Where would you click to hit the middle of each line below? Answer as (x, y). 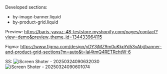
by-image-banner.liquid (36, 17)
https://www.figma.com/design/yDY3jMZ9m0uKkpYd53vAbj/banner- (91, 46)
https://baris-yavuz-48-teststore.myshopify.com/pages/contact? (91, 32)
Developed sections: (26, 7)
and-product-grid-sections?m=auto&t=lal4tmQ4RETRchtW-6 (68, 52)
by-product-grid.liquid (35, 22)
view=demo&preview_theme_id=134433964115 (54, 37)
